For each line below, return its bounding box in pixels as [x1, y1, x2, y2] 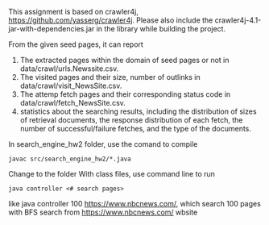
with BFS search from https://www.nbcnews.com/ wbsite [8, 207, 198, 217]
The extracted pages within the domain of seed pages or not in [19, 56, 230, 65]
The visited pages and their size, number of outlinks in [19, 73, 201, 81]
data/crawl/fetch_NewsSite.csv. [19, 98, 126, 107]
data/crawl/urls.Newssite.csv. [19, 64, 119, 73]
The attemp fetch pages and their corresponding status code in [19, 90, 231, 99]
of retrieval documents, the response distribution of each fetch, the [19, 115, 243, 124]
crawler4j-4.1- [214, 15, 262, 25]
